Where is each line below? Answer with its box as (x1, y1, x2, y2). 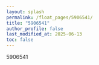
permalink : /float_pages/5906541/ (6, 14, 94, 20)
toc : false (6, 37, 34, 43)
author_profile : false (6, 25, 63, 32)
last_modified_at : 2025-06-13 (6, 31, 83, 37)
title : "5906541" (6, 20, 50, 26)
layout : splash (6, 8, 45, 15)
